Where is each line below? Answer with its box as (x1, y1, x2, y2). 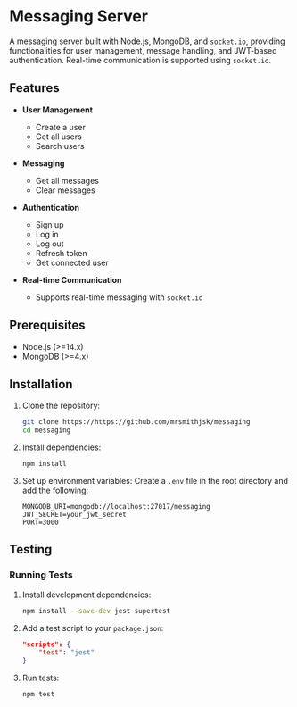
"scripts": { (21, 640, 71, 649)
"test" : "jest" (38, 648, 95, 657)
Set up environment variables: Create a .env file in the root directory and (21, 476, 288, 486)
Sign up (35, 219, 64, 229)
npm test (21, 690, 55, 699)
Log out (35, 238, 64, 249)
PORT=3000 (21, 518, 60, 527)
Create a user (35, 121, 87, 132)
